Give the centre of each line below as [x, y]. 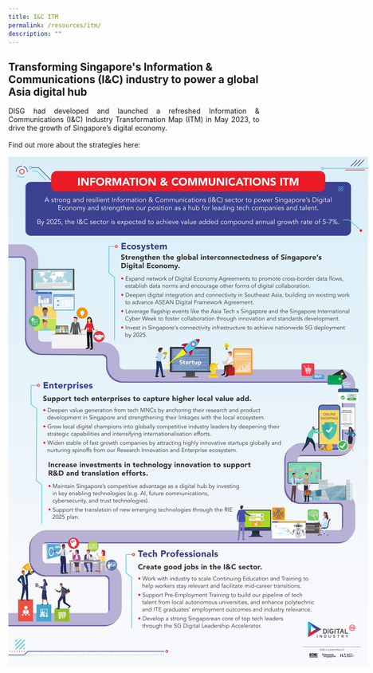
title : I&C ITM [33, 17]
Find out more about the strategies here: [75, 145]
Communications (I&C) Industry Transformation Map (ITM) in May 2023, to [134, 120]
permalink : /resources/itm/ [55, 25]
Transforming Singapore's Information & [110, 67]
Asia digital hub [48, 92]
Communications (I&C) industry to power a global [133, 79]
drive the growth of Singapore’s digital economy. [88, 128]
